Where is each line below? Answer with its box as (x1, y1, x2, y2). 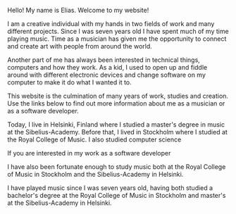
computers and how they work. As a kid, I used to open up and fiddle (7, 63, 208, 71)
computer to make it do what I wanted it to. (7, 78, 132, 87)
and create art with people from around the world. (7, 42, 153, 50)
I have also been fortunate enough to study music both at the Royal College (7, 163, 226, 171)
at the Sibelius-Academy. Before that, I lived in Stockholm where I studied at (7, 128, 228, 136)
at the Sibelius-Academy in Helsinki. (7, 199, 112, 207)
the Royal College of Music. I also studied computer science (7, 135, 182, 144)
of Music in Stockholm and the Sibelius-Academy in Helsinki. (7, 170, 184, 178)
